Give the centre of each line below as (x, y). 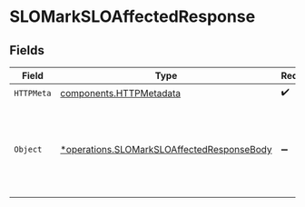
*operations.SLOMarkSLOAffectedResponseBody (166, 149)
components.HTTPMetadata (121, 93)
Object (28, 149)
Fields (27, 50)
